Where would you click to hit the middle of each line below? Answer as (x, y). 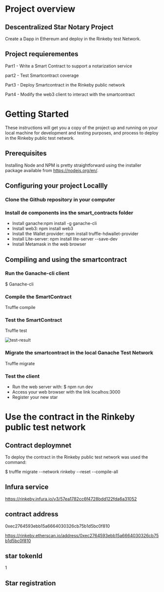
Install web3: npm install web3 (42, 229)
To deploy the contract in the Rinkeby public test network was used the (77, 457)
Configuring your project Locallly (57, 186)
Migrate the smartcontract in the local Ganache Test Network (79, 353)
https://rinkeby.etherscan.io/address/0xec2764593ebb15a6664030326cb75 (82, 535)
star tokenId (24, 556)
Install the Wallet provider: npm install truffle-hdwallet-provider (75, 234)
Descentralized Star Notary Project (59, 27)
